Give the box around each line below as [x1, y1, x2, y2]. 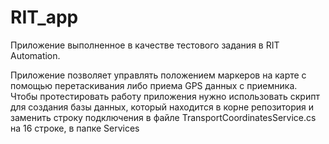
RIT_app [10, 6, 79, 29]
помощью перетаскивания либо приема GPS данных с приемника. [10, 79, 298, 91]
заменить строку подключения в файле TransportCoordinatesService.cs [10, 111, 317, 123]
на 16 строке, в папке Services [10, 122, 140, 134]
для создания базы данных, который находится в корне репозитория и [10, 101, 315, 113]
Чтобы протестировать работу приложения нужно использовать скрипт [10, 90, 320, 102]
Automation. [10, 49, 61, 61]
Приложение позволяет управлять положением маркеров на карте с [10, 69, 307, 81]
